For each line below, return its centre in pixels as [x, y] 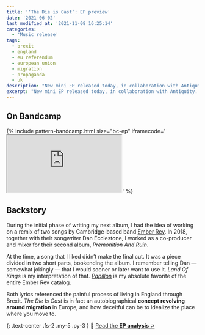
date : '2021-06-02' [31, 18]
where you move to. [31, 314]
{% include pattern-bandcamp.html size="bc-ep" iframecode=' [86, 131]
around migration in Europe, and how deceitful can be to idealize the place [101, 307]
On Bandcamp [34, 116]
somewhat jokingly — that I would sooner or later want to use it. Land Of [97, 269]
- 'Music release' [35, 35]
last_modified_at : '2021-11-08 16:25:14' [60, 23]
